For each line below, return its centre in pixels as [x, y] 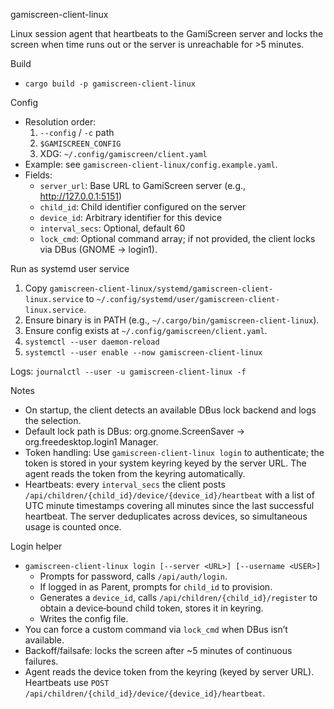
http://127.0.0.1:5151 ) [81, 196]
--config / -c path [77, 132]
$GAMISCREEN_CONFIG [80, 144]
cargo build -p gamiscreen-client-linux [110, 84]
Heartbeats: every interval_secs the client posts [125, 484]
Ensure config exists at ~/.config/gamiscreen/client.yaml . [146, 330]
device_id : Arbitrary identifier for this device [131, 217]
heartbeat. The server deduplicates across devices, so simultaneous [166, 516]
